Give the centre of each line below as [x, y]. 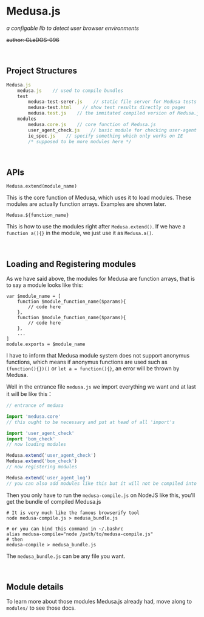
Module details [35, 587]
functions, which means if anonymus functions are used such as [87, 362]
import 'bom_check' [31, 439]
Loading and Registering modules [71, 264]
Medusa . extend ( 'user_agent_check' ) [51, 456]
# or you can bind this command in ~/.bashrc [65, 529]
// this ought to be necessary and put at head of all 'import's [90, 422]
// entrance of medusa [35, 406]
